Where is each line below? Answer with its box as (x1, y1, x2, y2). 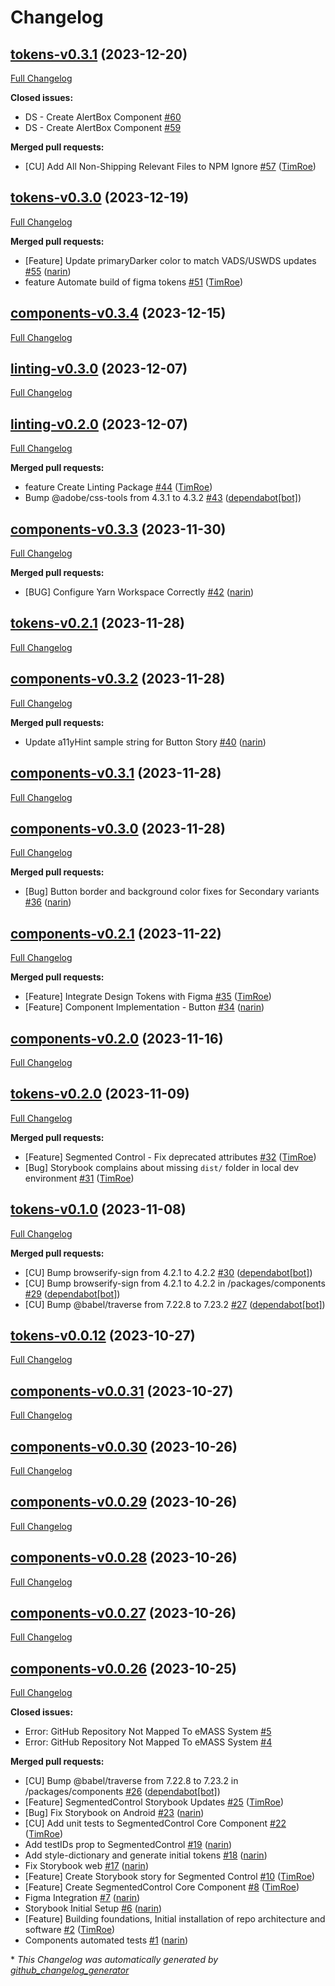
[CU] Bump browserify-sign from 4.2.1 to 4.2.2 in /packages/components (24, 1277, 326, 1289)
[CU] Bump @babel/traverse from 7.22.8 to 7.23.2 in (24, 1775, 239, 1787)
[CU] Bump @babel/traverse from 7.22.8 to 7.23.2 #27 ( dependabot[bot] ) (24, 1298, 326, 1310)
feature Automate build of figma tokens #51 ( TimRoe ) (24, 276, 244, 288)
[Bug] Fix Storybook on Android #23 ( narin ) (24, 1807, 205, 1819)
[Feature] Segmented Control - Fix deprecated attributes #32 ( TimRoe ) (24, 1151, 317, 1163)
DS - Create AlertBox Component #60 (24, 111, 182, 123)
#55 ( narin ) (24, 265, 72, 277)
